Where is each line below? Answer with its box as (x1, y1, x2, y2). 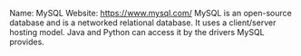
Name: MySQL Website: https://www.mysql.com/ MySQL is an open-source (9, 8, 292, 18)
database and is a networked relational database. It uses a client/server (9, 17, 277, 28)
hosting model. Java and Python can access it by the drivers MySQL (9, 27, 265, 37)
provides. (9, 36, 45, 47)
